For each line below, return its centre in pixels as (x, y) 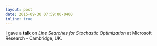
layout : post (19, 10)
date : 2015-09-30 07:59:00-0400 (39, 14)
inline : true (19, 19)
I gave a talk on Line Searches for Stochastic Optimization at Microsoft (79, 33)
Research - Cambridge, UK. (34, 38)
